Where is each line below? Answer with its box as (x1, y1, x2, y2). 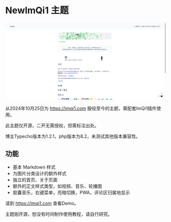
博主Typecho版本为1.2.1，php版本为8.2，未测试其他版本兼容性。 (5, 133, 141, 140)
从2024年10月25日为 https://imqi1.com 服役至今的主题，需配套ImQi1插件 (5, 105, 157, 112)
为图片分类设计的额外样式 (12, 170, 67, 176)
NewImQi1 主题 (5, 5, 69, 16)
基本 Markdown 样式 (12, 164, 56, 170)
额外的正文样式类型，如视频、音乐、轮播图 (12, 183, 102, 189)
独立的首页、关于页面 (12, 176, 58, 183)
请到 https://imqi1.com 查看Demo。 (5, 200, 79, 206)
